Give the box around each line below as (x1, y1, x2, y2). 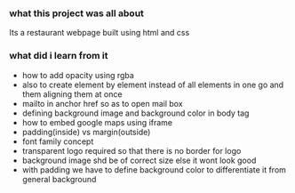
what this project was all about (9, 7, 145, 20)
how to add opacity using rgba (21, 69, 135, 80)
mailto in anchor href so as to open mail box (21, 98, 184, 109)
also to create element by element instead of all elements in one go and (21, 79, 284, 90)
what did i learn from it (9, 50, 108, 62)
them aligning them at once (21, 88, 123, 100)
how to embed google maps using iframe (21, 117, 173, 127)
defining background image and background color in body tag (21, 108, 250, 118)
